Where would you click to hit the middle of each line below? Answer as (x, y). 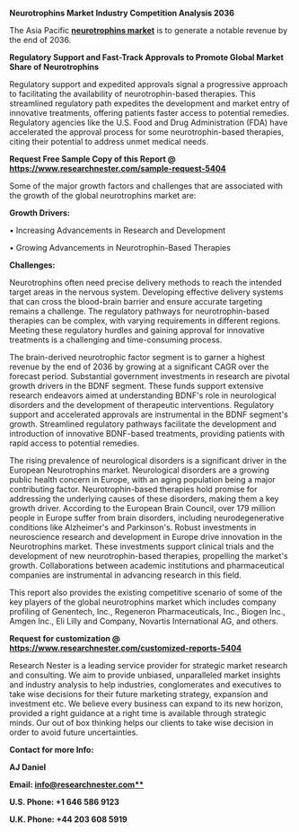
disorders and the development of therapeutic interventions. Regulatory (142, 405)
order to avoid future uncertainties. (74, 732)
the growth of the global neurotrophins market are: (103, 195)
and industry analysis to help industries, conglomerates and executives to (145, 685)
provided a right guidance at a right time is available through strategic (138, 713)
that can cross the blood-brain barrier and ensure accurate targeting (136, 301)
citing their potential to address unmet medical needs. (109, 142)
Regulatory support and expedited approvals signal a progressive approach (149, 84)
